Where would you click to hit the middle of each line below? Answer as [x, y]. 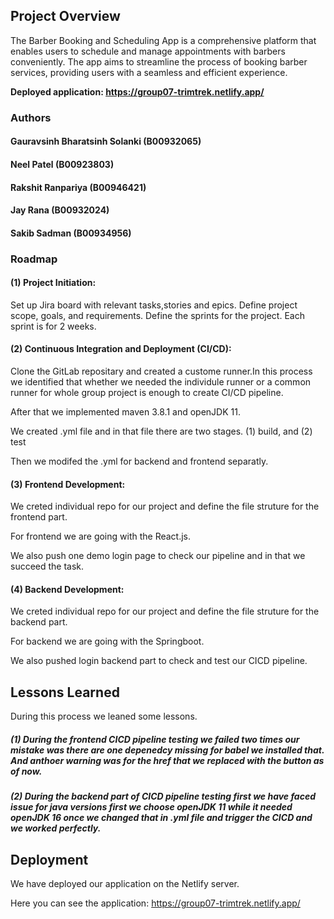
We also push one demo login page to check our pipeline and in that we [158, 556]
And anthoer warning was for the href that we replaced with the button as [167, 760]
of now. [26, 771]
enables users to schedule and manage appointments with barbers [148, 51]
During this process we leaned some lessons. [104, 716]
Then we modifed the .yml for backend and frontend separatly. [139, 461]
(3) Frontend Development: [68, 484]
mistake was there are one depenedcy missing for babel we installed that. [167, 750]
